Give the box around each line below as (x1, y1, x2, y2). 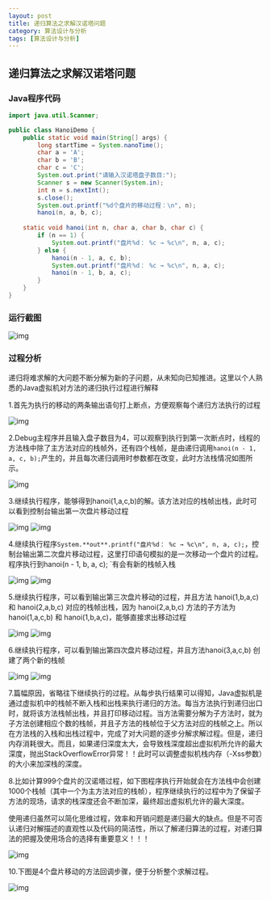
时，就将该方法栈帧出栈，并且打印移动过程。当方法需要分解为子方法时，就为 (8, 708, 263, 718)
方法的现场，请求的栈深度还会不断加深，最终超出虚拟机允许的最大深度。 (8, 796, 248, 805)
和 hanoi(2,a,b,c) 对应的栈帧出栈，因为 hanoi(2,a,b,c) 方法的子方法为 (8, 602, 236, 611)
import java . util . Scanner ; (8, 111, 99, 120)
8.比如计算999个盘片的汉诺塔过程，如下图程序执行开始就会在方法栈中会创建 (8, 775, 261, 785)
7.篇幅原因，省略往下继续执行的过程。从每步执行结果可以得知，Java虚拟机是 (8, 688, 263, 698)
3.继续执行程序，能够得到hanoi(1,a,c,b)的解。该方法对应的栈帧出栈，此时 (8, 496, 250, 505)
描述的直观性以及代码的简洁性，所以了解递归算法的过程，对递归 (43, 823, 256, 833)
